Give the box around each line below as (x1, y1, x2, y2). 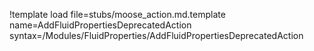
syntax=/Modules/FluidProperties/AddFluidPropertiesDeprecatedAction (9, 30, 304, 41)
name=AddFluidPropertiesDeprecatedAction (9, 19, 192, 31)
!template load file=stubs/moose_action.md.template (9, 9, 226, 20)
